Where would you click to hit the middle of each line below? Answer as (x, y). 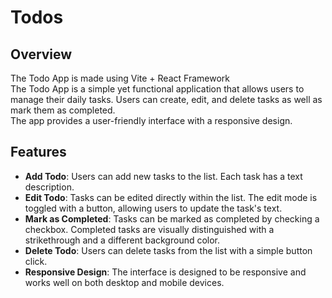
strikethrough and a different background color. (122, 240)
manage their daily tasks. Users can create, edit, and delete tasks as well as (166, 99)
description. (49, 187)
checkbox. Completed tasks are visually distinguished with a (149, 229)
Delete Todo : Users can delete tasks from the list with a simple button (168, 250)
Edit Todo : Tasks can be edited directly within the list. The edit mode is (171, 197)
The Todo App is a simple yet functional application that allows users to (157, 89)
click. (36, 261)
